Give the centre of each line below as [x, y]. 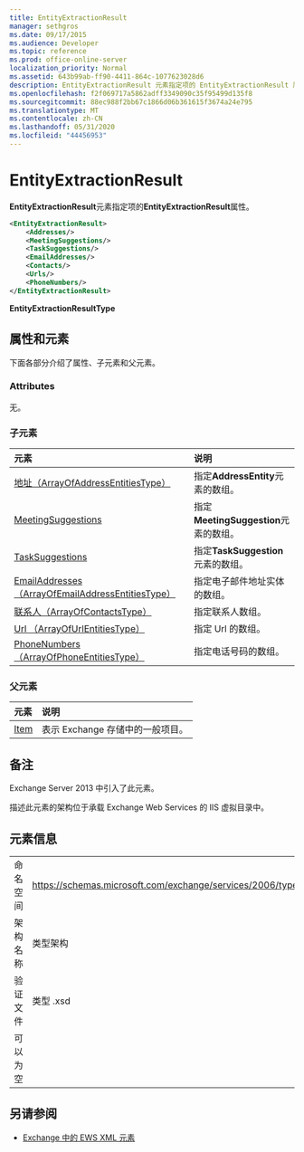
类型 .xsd [51, 1001]
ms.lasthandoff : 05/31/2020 [62, 128]
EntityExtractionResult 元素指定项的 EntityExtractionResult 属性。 [132, 206]
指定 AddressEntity [234, 476]
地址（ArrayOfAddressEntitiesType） [92, 483]
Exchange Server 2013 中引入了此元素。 [85, 788]
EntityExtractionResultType [62, 308]
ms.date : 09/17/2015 [48, 34]
